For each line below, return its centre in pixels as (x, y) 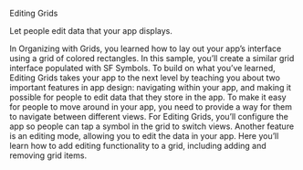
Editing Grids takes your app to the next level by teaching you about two (145, 78)
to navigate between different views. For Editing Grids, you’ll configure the (149, 117)
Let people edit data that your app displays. (91, 31)
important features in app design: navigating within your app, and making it (151, 87)
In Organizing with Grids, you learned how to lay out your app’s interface (146, 48)
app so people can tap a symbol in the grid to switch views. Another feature (152, 126)
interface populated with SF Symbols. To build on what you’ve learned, (142, 68)
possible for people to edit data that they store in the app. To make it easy (148, 97)
